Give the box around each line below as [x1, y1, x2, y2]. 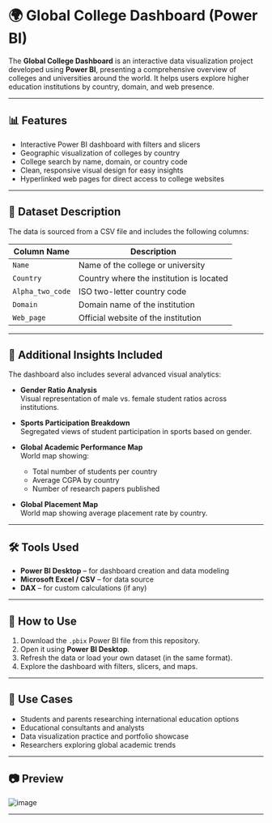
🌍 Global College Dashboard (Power [8, 6, 258, 25]
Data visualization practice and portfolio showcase [19, 731, 189, 741]
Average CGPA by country [32, 475, 120, 485]
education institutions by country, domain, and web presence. [8, 82, 215, 92]
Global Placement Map [19, 500, 99, 510]
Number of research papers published [32, 484, 160, 494]
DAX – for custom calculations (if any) [19, 583, 147, 593]
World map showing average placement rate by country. [19, 508, 208, 518]
